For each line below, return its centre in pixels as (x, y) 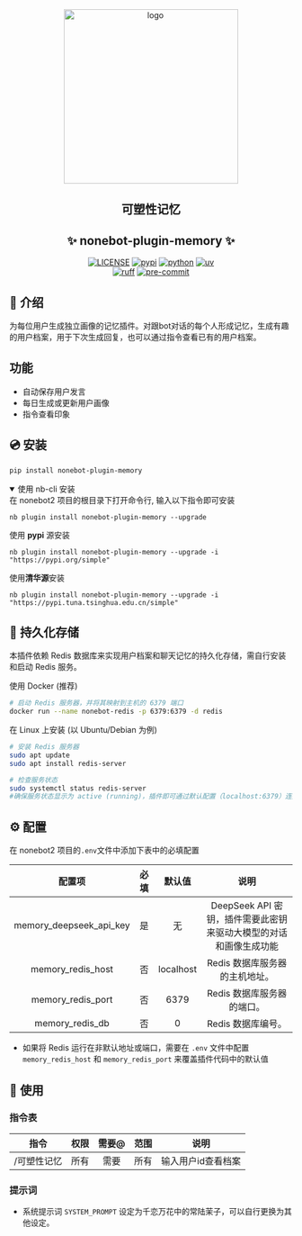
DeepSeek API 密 (247, 906)
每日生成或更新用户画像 (66, 402)
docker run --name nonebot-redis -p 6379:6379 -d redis (116, 712)
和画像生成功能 (247, 946)
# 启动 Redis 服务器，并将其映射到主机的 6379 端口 (97, 703)
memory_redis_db (72, 1024)
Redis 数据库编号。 (247, 1024)
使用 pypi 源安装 (40, 535)
